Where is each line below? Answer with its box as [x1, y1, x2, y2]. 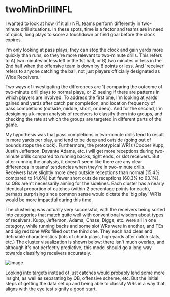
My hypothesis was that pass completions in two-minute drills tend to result [5, 131, 164, 137]
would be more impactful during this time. [5, 196, 93, 203]
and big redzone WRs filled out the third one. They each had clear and [5, 228, 153, 234]
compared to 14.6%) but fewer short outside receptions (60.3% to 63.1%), [5, 175, 160, 181]
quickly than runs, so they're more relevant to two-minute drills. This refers [5, 52, 162, 58]
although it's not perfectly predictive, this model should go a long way [5, 244, 152, 251]
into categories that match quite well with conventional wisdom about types [5, 212, 164, 218]
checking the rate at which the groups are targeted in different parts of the [5, 116, 161, 122]
